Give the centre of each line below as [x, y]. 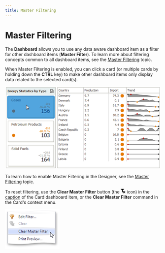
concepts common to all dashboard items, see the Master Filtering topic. [79, 60]
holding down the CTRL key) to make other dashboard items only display [79, 74]
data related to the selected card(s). [41, 79]
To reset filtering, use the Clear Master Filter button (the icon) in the [77, 192]
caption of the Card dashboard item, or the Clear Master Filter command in [82, 197]
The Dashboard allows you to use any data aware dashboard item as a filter [82, 49]
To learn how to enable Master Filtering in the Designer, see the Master [77, 177]
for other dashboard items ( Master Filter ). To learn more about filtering [77, 54]
